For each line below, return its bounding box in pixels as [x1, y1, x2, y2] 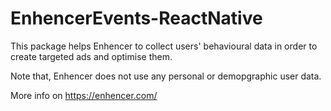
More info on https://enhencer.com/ [10, 89, 158, 101]
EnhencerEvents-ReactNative [10, 7, 263, 30]
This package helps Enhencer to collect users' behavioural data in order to [10, 40, 318, 52]
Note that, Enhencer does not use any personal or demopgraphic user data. [10, 70, 322, 82]
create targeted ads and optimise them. [10, 50, 173, 62]
